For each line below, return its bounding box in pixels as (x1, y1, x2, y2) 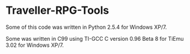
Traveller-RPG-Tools (5, 4, 109, 17)
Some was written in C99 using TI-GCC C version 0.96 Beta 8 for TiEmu (5, 35, 184, 42)
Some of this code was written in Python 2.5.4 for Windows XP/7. (5, 23, 167, 31)
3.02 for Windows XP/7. (5, 41, 64, 49)
